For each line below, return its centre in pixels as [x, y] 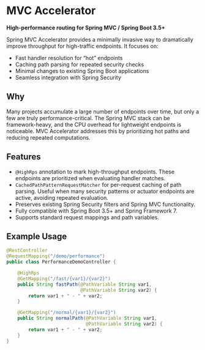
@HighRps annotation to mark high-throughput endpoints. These [95, 172]
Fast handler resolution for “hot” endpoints [69, 58]
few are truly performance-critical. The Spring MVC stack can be [88, 118]
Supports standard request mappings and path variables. [87, 217]
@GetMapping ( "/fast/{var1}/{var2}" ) [64, 279]
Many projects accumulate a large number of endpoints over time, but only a [103, 112]
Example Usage [37, 236]
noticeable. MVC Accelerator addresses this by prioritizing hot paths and [98, 131]
